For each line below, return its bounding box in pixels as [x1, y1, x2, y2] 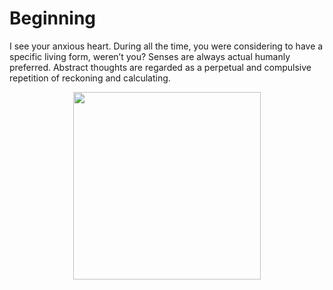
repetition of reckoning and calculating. [9, 72, 171, 84]
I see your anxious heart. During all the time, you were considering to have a [9, 40, 324, 52]
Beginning [9, 7, 97, 30]
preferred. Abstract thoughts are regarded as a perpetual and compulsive [9, 61, 312, 73]
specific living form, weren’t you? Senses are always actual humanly [9, 50, 291, 62]
